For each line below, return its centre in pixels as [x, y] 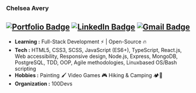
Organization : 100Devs [43, 84]
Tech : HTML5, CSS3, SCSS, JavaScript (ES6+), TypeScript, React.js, [98, 50]
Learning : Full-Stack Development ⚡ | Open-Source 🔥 [80, 42]
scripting [25, 68]
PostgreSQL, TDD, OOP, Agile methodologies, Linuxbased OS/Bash [96, 62]
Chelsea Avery [28, 8]
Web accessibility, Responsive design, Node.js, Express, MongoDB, [96, 56]
